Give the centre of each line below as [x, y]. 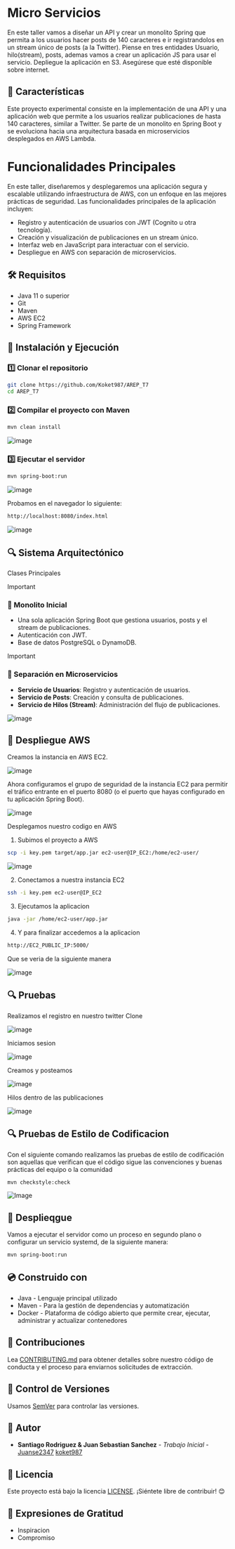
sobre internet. [29, 70]
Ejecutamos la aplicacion [53, 907]
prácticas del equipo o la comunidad [60, 1169]
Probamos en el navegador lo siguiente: [65, 503]
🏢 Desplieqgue [40, 1217]
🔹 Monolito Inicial [37, 605]
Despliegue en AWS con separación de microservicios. [97, 252]
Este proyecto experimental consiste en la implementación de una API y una [117, 108]
